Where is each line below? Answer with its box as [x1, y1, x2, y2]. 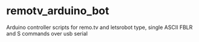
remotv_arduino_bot [6, 4, 110, 18]
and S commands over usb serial [6, 30, 88, 37]
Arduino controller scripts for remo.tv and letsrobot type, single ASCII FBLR [6, 24, 193, 31]
